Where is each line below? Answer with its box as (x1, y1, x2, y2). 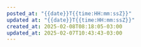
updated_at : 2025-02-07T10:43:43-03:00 (6, 29, 123, 37)
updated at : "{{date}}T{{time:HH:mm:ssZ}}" (6, 17, 135, 23)
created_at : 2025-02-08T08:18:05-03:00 (6, 23, 123, 30)
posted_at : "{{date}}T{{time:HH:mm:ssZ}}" (6, 10, 132, 17)
